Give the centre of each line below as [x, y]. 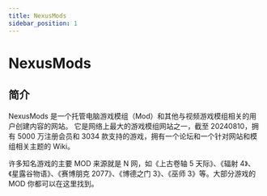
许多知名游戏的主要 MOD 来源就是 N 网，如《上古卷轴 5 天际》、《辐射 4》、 [132, 163]
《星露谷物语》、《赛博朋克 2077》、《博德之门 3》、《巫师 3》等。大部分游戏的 [132, 173]
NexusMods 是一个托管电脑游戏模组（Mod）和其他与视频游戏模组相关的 [129, 116]
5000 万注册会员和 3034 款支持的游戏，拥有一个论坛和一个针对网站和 [134, 136]
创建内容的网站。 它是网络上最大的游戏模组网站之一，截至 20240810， [133, 126]
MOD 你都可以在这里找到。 [53, 183]
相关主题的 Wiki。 [45, 146]
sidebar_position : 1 [43, 23]
